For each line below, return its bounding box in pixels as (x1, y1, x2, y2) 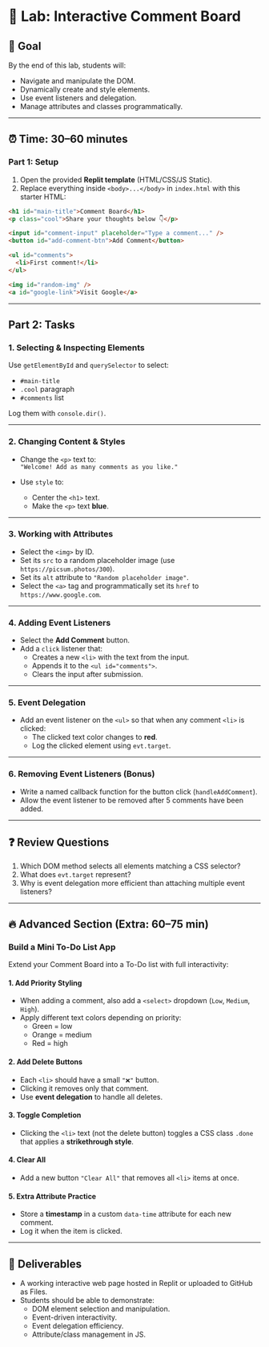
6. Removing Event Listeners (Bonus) (8, 769, 155, 780)
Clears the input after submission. (31, 670, 144, 680)
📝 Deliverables (8, 1257, 82, 1271)
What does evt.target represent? (19, 869, 131, 879)
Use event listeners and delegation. (19, 93, 137, 103)
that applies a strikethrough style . (19, 1137, 134, 1146)
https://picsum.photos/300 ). (19, 564, 114, 573)
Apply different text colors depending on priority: (19, 1013, 182, 1022)
